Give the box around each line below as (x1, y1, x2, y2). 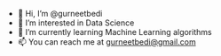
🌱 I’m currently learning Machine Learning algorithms (17, 27, 212, 37)
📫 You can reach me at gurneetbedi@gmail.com (17, 37, 197, 47)
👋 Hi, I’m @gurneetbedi (17, 9, 103, 18)
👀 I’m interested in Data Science (17, 17, 135, 28)
